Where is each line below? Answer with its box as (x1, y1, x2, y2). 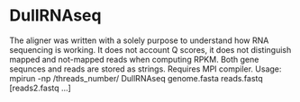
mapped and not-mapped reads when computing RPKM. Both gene (9, 54, 259, 64)
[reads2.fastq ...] (9, 82, 72, 93)
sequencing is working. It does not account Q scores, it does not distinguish (9, 44, 292, 55)
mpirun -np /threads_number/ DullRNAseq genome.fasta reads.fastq (9, 72, 263, 83)
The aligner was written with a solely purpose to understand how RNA (9, 35, 269, 46)
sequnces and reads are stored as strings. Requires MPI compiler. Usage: (9, 64, 282, 74)
